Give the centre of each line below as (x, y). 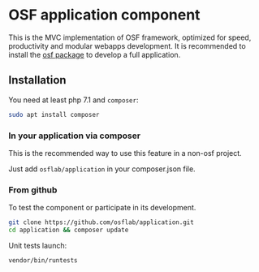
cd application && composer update (69, 230)
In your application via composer (74, 136)
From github (33, 190)
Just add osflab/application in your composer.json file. (102, 169)
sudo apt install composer (54, 114)
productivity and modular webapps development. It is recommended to (127, 45)
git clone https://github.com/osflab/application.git (101, 222)
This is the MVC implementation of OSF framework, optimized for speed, (130, 37)
